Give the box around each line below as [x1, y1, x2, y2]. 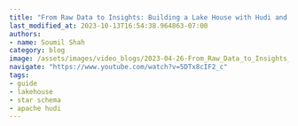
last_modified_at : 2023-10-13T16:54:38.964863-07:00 [9, 21, 208, 30]
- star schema [9, 95, 62, 105]
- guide [9, 79, 38, 88]
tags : [9, 71, 29, 80]
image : [9, 54, 34, 63]
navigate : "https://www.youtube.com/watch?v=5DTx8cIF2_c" [9, 63, 228, 72]
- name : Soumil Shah [9, 37, 86, 47]
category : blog [9, 46, 66, 55]
